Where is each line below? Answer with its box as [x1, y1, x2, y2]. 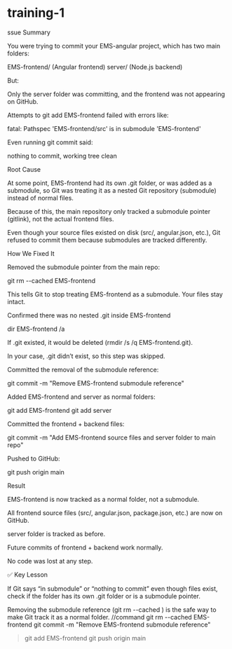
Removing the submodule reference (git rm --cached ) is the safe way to [7, 605, 217, 614]
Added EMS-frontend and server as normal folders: [7, 392, 156, 401]
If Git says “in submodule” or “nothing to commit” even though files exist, [7, 584, 219, 593]
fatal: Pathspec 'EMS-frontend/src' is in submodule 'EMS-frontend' [7, 124, 201, 132]
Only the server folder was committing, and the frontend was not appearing [7, 90, 226, 98]
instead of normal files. [7, 193, 74, 202]
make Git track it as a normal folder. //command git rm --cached [7, 613, 193, 621]
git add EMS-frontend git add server [7, 406, 112, 414]
